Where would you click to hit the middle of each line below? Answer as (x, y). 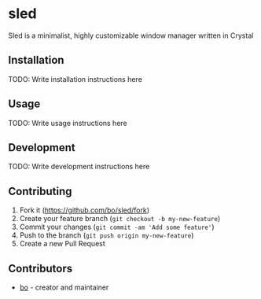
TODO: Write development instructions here (79, 167)
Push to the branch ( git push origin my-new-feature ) (107, 235)
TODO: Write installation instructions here (75, 79)
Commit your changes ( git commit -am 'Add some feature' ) (117, 227)
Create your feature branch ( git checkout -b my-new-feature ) (120, 219)
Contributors (40, 268)
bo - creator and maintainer (64, 287)
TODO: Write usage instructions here (68, 123)
